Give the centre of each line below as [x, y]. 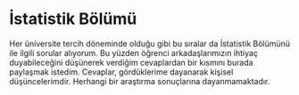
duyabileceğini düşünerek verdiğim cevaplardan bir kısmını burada [131, 62]
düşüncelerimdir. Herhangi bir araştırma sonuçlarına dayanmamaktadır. [140, 81]
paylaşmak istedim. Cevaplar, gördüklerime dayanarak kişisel [121, 72]
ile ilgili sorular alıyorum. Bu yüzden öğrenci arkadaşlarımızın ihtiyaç [134, 52]
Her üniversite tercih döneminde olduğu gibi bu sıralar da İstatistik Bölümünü [150, 44]
